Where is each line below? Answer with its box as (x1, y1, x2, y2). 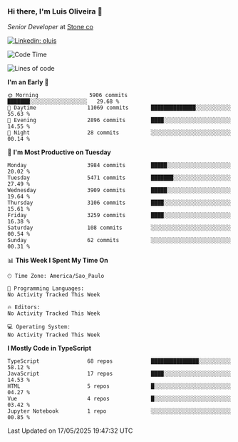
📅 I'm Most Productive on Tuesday (7, 148, 112, 156)
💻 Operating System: (7, 323, 71, 331)
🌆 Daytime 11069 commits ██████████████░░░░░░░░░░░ (7, 104, 232, 111)
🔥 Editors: (7, 303, 41, 311)
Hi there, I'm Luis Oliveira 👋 (7, 6, 103, 16)
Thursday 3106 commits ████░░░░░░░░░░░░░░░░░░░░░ (7, 199, 232, 206)
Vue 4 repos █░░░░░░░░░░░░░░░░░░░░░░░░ (7, 396, 232, 403)
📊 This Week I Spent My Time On (7, 256, 108, 265)
